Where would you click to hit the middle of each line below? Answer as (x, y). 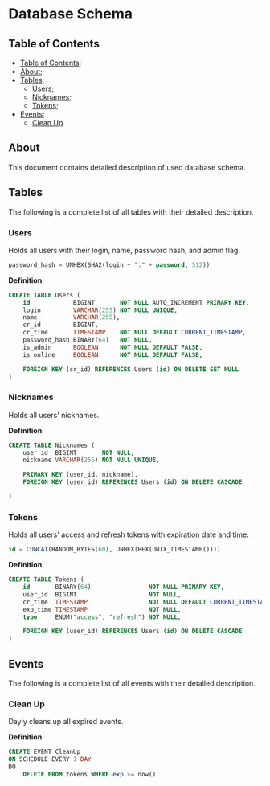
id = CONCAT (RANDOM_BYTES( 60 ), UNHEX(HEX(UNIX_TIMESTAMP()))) (115, 550)
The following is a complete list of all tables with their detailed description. (131, 212)
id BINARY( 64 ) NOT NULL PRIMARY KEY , (124, 587)
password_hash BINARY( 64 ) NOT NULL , (88, 340)
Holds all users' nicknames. (54, 415)
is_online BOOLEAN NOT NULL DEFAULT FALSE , (113, 354)
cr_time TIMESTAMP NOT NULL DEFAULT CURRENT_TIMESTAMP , (135, 333)
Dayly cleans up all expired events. (66, 722)
